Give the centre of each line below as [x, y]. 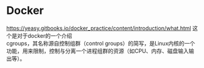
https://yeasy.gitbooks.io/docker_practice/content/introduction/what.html [99, 28]
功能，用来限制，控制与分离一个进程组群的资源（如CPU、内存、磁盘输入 [98, 51]
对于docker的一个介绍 [44, 36]
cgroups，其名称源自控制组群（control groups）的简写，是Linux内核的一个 [101, 43]
